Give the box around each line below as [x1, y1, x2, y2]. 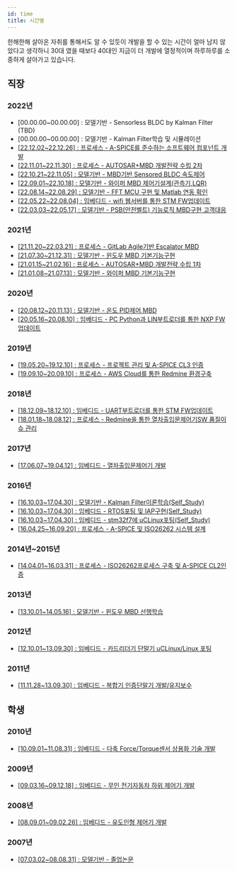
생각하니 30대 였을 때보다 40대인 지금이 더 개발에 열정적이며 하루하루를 [25, 46, 223, 55]
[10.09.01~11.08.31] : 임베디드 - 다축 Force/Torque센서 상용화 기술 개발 [17, 744, 216, 752]
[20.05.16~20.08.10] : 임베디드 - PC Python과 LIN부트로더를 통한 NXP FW [17, 315, 226, 323]
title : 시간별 [7, 17, 45, 24]
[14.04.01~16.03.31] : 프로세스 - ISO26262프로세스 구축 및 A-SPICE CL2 [17, 562, 221, 570]
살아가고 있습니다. [25, 55, 76, 64]
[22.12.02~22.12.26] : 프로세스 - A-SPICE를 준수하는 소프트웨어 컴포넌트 [17, 143, 220, 152]
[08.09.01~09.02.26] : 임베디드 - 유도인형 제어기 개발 [17, 818, 168, 827]
